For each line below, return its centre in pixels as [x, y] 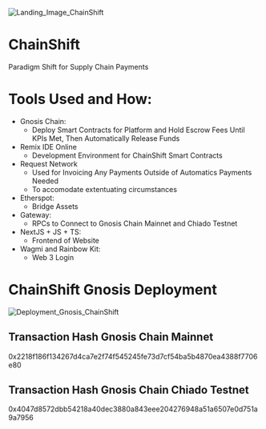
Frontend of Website [66, 240]
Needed [45, 181]
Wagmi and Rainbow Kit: [60, 249]
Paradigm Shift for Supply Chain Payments [79, 66]
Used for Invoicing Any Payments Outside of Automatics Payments [142, 172]
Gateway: [36, 214]
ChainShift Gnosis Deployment [113, 290]
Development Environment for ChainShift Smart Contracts [127, 155]
